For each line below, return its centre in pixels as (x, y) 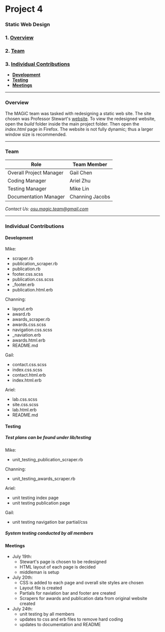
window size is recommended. (36, 134)
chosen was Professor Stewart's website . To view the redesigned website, (80, 119)
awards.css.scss (29, 324)
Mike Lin (79, 189)
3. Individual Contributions (38, 64)
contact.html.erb (29, 375)
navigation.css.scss (32, 330)
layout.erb (22, 309)
